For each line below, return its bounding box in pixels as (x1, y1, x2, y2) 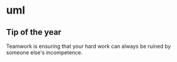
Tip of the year (6, 27, 62, 37)
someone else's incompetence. (6, 49, 83, 56)
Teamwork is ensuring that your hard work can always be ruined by (6, 43, 171, 50)
